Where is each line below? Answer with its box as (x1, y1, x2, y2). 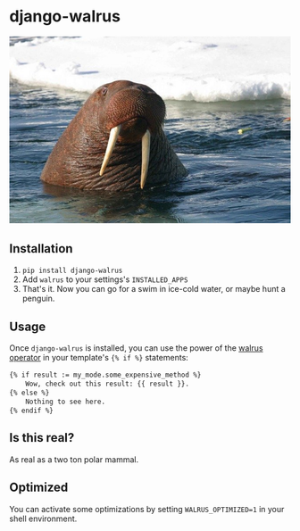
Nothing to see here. (25, 397, 105, 407)
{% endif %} (9, 406, 54, 416)
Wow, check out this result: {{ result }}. (25, 379, 190, 389)
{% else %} (9, 388, 50, 398)
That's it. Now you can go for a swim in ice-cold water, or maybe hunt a (21, 284, 286, 295)
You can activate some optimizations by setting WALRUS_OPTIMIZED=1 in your (9, 503, 285, 514)
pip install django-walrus (21, 266, 123, 276)
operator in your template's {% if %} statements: (9, 353, 189, 363)
